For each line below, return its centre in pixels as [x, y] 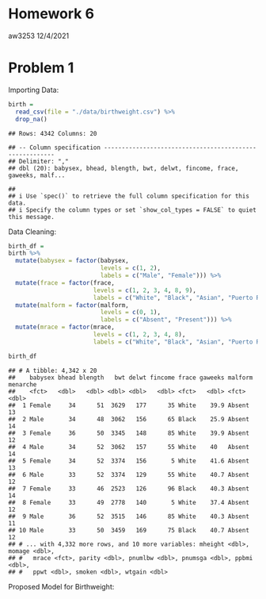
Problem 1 [41, 68]
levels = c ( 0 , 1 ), [130, 313]
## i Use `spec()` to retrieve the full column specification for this [129, 196]
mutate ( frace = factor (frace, [65, 282]
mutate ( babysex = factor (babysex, [72, 261]
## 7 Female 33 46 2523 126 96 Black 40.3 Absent [129, 489]
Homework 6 [51, 14]
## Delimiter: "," [38, 161]
